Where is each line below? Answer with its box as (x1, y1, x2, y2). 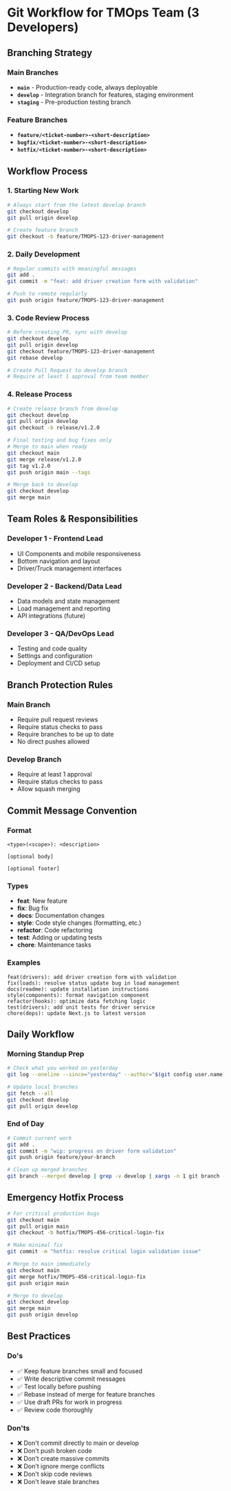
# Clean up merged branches (7, 1166, 88, 1173)
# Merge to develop (7, 1292, 63, 1299)
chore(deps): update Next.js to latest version (7, 1009, 146, 1017)
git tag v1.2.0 (7, 462, 51, 469)
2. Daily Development (7, 249, 80, 259)
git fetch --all (7, 1090, 54, 1097)
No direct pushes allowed (16, 737, 90, 745)
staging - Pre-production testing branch (16, 98, 131, 106)
